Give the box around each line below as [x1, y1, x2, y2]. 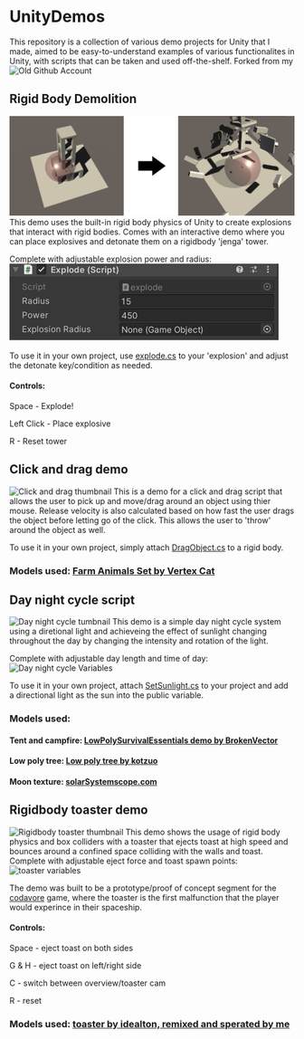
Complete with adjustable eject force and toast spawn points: [9, 855, 238, 866]
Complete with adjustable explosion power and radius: [9, 253, 213, 264]
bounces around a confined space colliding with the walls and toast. [9, 845, 264, 856]
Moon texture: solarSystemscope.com [9, 777, 157, 787]
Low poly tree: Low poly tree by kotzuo [9, 756, 158, 767]
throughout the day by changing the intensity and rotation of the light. [9, 635, 269, 646]
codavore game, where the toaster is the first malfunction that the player [9, 891, 280, 902]
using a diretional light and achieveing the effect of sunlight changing [9, 626, 267, 637]
